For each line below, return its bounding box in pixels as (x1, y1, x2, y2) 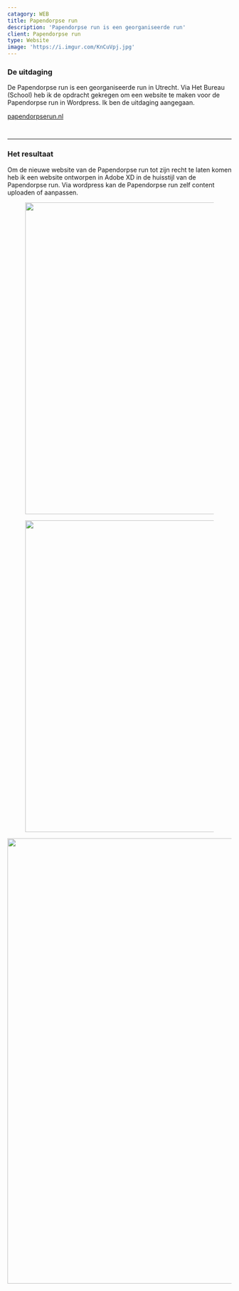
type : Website (7, 37, 50, 44)
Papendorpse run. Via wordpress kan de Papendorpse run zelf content (7, 180, 215, 189)
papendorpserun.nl (7, 112, 64, 121)
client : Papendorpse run (7, 30, 81, 38)
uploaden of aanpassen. (7, 188, 78, 197)
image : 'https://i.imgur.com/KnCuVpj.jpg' (7, 43, 135, 51)
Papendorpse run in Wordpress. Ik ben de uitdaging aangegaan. (7, 98, 195, 107)
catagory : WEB (7, 10, 50, 18)
